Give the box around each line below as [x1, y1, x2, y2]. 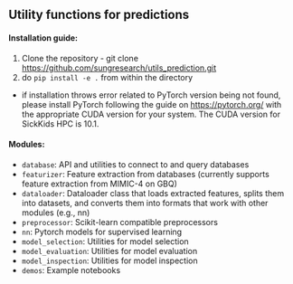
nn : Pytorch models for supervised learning [21, 226, 183, 237]
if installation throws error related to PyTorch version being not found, [21, 90, 281, 100]
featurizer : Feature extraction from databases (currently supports [21, 168, 270, 179]
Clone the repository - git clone [21, 52, 139, 63]
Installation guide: [8, 32, 79, 43]
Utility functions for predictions [8, 7, 190, 23]
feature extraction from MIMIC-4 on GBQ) [21, 178, 178, 189]
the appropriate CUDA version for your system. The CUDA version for [21, 109, 281, 119]
